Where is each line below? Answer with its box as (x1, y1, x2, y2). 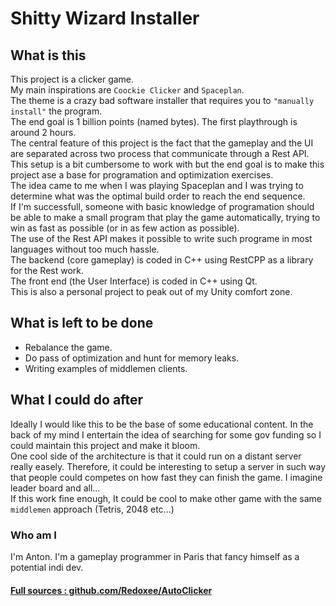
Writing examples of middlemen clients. (24, 362, 188, 374)
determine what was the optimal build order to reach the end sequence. (10, 190, 306, 202)
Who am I (10, 528, 57, 542)
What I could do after (10, 392, 144, 409)
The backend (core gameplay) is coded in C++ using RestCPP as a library (10, 254, 314, 266)
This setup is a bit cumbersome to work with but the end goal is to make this (10, 158, 325, 170)
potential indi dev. (10, 561, 84, 573)
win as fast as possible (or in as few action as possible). (10, 222, 240, 234)
